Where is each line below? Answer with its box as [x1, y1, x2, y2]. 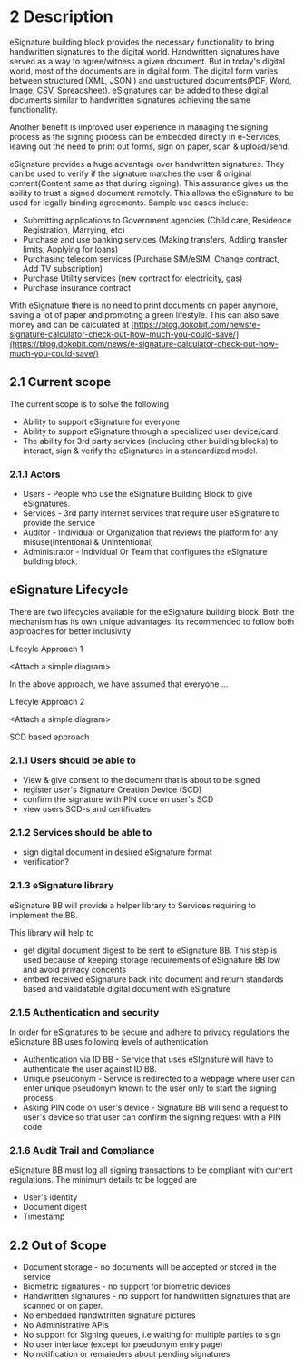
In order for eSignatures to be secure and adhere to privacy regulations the [9, 1026, 290, 1037]
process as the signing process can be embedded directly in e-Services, [9, 131, 281, 142]
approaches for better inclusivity [9, 625, 132, 637]
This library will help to [9, 927, 94, 937]
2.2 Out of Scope [9, 1237, 107, 1253]
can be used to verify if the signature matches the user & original [9, 168, 252, 179]
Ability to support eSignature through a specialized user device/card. [22, 425, 281, 437]
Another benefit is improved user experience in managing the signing [9, 121, 269, 133]
